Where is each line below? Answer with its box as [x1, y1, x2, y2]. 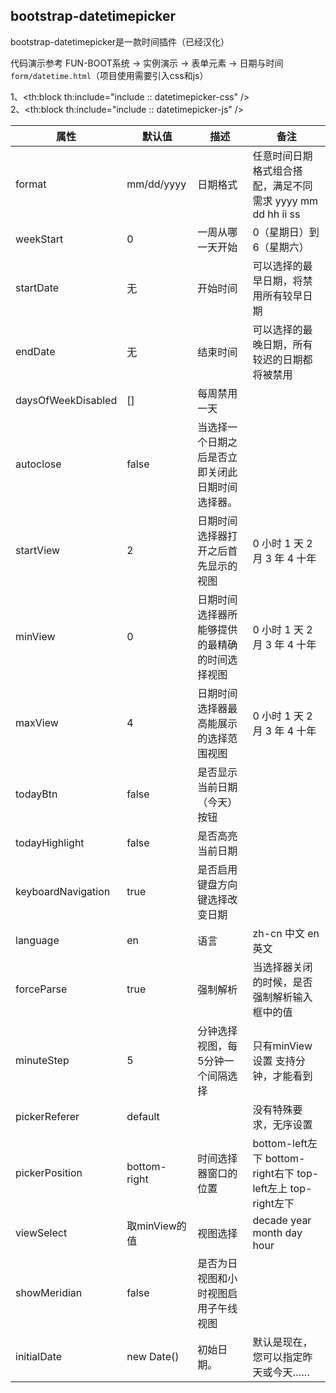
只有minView [252, 1039, 313, 1053]
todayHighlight [15, 835, 85, 849]
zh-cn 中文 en [252, 926, 320, 940]
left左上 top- [252, 1181, 313, 1195]
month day [252, 1225, 303, 1239]
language [15, 933, 60, 947]
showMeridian [15, 1285, 83, 1299]
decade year [252, 1213, 312, 1227]
